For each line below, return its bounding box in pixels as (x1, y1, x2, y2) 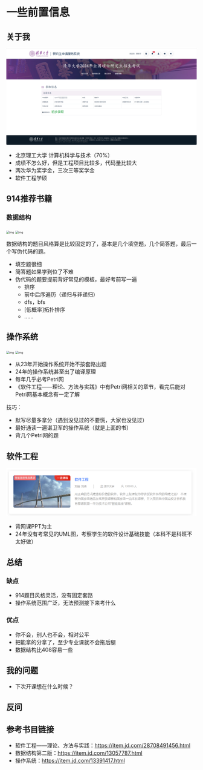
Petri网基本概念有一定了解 (14, 391, 80, 398)
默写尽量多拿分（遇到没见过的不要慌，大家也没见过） (14, 416, 148, 424)
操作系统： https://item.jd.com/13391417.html (14, 757, 125, 764)
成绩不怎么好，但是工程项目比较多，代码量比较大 (14, 159, 137, 166)
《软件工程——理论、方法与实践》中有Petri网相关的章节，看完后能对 (14, 383, 186, 390)
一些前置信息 (6, 5, 71, 19)
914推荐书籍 (6, 194, 53, 204)
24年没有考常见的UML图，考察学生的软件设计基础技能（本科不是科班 (14, 530, 187, 538)
